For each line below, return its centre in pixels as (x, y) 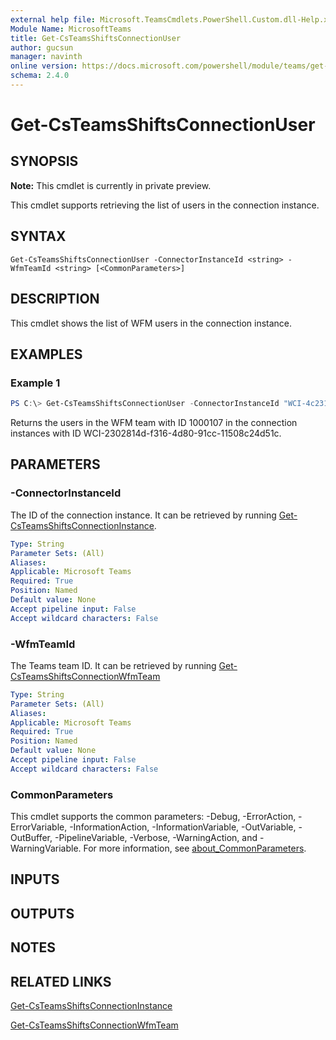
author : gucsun (42, 47)
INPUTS (35, 879)
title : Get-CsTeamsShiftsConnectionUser (96, 38)
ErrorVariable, (39, 827)
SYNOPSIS (44, 161)
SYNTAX (38, 236)
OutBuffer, (31, 838)
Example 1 (35, 383)
